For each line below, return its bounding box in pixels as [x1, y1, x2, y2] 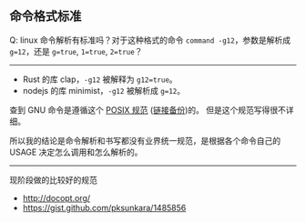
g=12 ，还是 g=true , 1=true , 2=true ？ [9, 45, 143, 56]
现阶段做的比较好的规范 [9, 174, 97, 185]
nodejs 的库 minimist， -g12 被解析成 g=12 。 [22, 85, 185, 96]
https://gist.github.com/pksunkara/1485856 [22, 202, 187, 213]
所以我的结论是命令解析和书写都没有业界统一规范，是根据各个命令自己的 [9, 135, 280, 146]
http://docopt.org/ [22, 192, 91, 203]
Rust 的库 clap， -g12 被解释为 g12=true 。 [22, 74, 178, 85]
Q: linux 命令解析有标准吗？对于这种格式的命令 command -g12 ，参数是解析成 [9, 35, 291, 45]
